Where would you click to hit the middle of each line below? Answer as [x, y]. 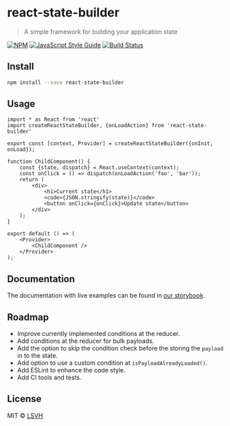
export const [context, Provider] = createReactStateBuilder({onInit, [110, 144]
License [24, 399]
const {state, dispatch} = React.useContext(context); [100, 168]
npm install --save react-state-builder [66, 82]
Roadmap [28, 317]
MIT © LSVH [25, 415]
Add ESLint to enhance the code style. [71, 370]
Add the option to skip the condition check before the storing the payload [120, 348]
